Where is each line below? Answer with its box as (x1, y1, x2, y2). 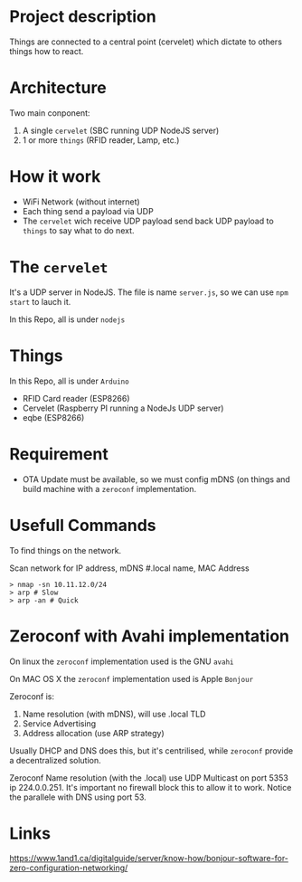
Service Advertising (22, 717, 97, 729)
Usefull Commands (9, 515, 156, 536)
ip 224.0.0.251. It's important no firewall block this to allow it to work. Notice (9, 782, 292, 792)
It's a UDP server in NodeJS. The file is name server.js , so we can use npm (9, 287, 289, 298)
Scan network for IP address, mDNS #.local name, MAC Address (9, 563, 250, 574)
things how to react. (9, 45, 84, 56)
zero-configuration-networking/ (9, 862, 128, 874)
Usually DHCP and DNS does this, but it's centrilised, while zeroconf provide (9, 744, 294, 756)
